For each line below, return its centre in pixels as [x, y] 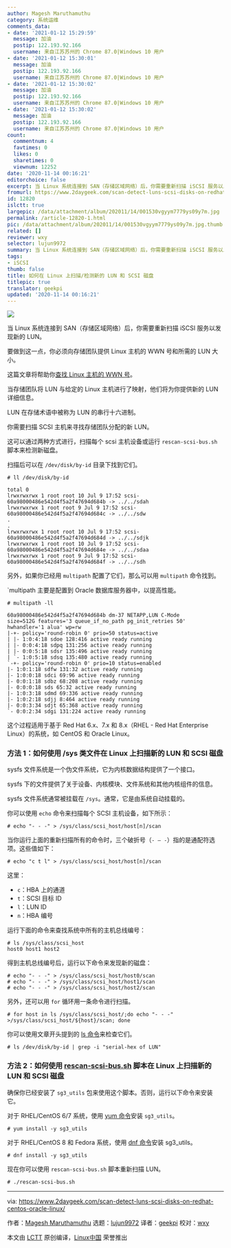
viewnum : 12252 [35, 167]
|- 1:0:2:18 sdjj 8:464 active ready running [73, 700]
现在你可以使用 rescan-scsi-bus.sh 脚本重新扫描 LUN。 [86, 1169]
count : [16, 135]
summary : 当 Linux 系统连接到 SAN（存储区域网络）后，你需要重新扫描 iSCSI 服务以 [115, 250]
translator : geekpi [35, 288]
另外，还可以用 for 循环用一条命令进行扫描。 [71, 1002]
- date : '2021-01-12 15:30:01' [52, 58]
